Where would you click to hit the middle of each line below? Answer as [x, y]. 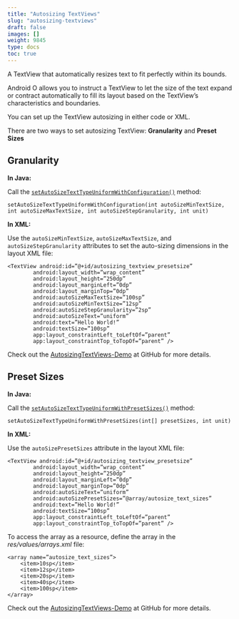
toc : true [22, 54]
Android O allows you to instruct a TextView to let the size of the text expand [120, 88]
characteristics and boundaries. [54, 103]
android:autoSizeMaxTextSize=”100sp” [89, 297]
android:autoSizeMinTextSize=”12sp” [87, 304]
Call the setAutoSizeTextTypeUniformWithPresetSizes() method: [101, 408]
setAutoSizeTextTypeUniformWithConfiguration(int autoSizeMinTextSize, [116, 205]
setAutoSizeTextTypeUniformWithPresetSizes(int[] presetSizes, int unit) [119, 421]
